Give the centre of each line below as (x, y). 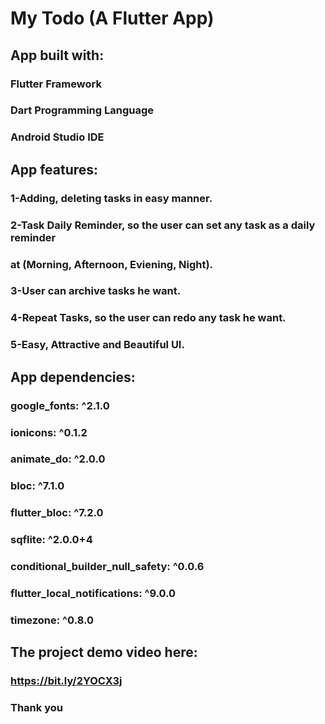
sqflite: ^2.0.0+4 (51, 540)
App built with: (57, 55)
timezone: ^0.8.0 (52, 620)
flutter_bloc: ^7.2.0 (57, 513)
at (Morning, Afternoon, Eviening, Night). (112, 264)
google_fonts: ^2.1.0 (60, 405)
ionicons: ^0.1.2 (49, 432)
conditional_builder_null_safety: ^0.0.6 (107, 567)
